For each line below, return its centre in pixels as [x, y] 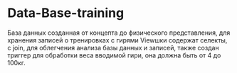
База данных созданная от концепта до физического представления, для [119, 33]
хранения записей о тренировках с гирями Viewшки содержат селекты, [117, 40]
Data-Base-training [66, 13]
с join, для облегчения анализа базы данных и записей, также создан [113, 47]
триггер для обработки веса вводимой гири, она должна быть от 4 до [114, 55]
